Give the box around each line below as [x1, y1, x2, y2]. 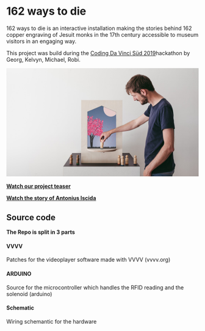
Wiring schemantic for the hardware [6, 318, 97, 325]
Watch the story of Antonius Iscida [6, 195, 96, 202]
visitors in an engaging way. [6, 37, 77, 45]
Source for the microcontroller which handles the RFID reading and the [6, 283, 184, 291]
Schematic [6, 304, 35, 311]
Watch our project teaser [6, 182, 71, 190]
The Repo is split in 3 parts [6, 228, 75, 236]
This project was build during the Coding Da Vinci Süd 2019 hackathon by [6, 49, 190, 56]
